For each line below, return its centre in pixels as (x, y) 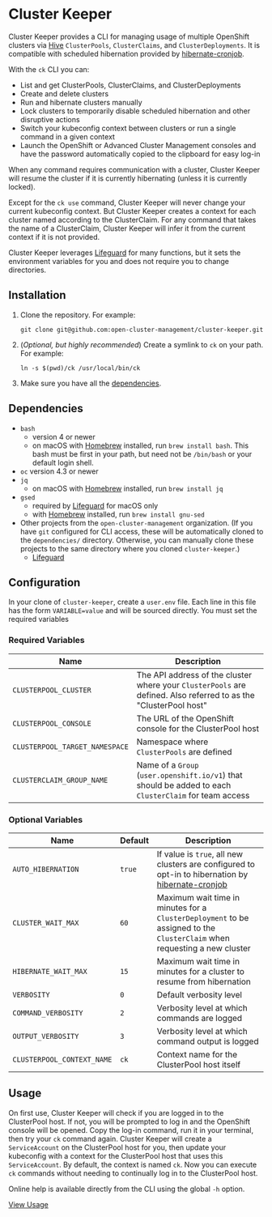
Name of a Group (168, 764)
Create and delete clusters (64, 93)
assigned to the (186, 928)
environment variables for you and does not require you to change (119, 261)
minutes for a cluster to (201, 971)
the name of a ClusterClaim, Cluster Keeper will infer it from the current (127, 228)
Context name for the (197, 1054)
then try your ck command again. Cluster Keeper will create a (110, 1138)
